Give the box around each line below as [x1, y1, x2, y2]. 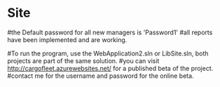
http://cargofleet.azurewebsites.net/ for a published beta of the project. [7, 64, 214, 72]
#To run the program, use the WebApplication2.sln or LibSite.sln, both [7, 49, 209, 58]
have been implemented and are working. [7, 35, 128, 43]
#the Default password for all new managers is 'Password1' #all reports [7, 28, 213, 36]
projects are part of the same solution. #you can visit [7, 56, 160, 65]
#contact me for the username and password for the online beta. [7, 72, 194, 80]
